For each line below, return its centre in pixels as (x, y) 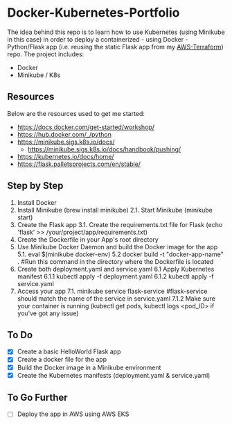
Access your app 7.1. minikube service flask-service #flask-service (112, 291)
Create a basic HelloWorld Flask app (69, 351)
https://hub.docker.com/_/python (64, 134)
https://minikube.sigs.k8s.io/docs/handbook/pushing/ (104, 149)
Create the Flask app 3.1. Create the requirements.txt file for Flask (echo (120, 224)
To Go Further (37, 398)
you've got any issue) (48, 313)
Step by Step (35, 186)
